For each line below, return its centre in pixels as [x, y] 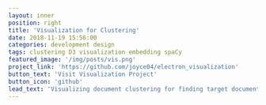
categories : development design [61, 45]
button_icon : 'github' [46, 81]
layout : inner [32, 15]
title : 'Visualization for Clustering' [74, 30]
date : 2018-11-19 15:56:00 [53, 37]
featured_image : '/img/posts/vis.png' [72, 60]
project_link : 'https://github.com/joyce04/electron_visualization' [123, 67]
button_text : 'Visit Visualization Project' [83, 74]
